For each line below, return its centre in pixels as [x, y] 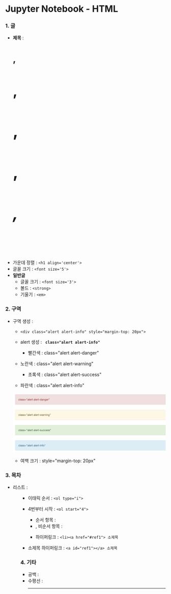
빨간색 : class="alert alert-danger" [63, 352]
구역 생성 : [23, 321]
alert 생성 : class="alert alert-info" [60, 342]
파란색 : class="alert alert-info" [52, 385]
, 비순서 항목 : [49, 526]
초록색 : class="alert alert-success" [65, 374]
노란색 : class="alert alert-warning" [57, 364]
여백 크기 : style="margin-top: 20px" [58, 461]
